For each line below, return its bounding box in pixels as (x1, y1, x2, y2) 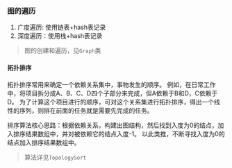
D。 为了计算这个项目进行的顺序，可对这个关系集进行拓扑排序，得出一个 (7, 97, 215, 106)
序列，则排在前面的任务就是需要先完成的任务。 (19, 106, 154, 115)
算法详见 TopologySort (24, 153, 87, 161)
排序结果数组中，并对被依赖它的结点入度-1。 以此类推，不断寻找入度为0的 (13, 129, 225, 138)
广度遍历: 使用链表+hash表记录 (17, 23, 106, 32)
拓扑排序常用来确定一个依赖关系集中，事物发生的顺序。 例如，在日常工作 (7, 80, 216, 88)
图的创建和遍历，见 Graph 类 (24, 46, 101, 55)
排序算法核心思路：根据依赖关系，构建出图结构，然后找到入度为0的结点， (7, 121, 218, 129)
